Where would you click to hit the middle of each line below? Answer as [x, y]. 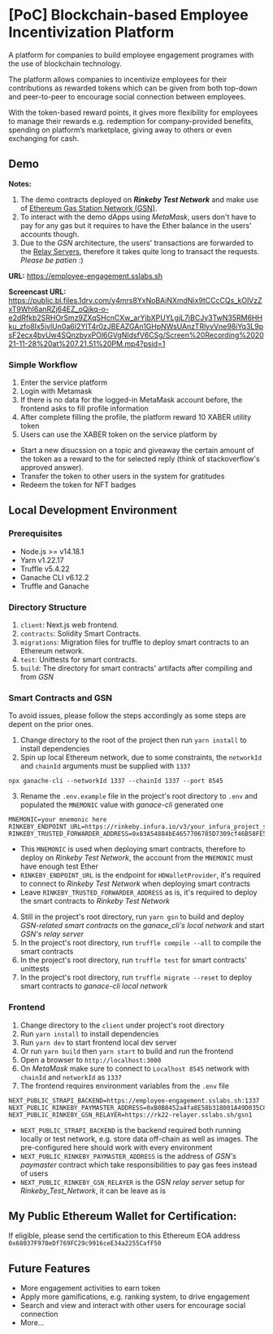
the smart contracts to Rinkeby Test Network [95, 901]
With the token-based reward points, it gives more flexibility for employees [133, 112]
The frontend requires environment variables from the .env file [125, 1085]
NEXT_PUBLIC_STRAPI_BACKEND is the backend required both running [130, 1129]
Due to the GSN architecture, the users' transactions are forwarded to [136, 243]
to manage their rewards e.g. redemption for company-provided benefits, [131, 121]
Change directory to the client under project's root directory [122, 1025]
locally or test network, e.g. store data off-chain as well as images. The [139, 1138]
